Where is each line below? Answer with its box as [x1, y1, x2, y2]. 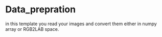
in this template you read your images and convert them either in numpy [5, 21, 157, 27]
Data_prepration [5, 4, 76, 15]
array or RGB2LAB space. [5, 26, 59, 32]
